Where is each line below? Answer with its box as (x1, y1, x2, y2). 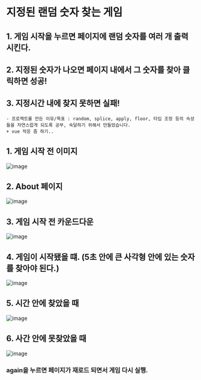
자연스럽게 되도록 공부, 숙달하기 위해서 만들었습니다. (17, 122, 131, 128)
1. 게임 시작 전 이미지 (6, 146, 78, 157)
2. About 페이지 (6, 181, 63, 192)
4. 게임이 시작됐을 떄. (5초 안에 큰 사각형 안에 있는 (6, 252, 179, 262)
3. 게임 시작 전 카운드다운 (6, 217, 94, 227)
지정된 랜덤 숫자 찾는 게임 (6, 5, 123, 19)
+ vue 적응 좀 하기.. (6, 128, 54, 134)
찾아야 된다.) (15, 263, 59, 273)
